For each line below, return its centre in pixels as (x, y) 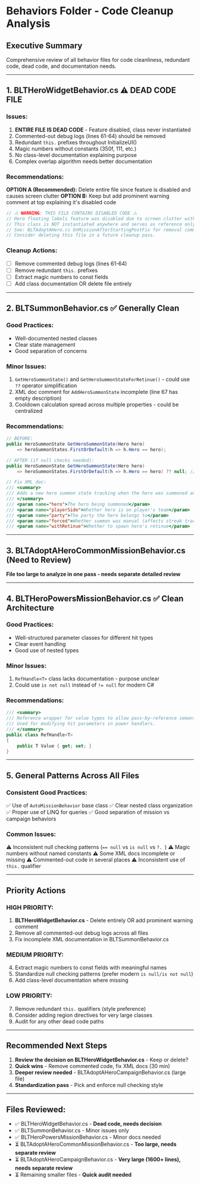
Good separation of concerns (51, 351)
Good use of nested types (47, 650)
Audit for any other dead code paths (59, 1021)
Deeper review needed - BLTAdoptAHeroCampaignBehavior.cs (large (100, 1073)
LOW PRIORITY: (29, 996)
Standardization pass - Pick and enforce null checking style (89, 1085)
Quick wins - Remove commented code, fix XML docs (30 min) (93, 1066)
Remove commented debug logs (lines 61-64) (71, 264)
